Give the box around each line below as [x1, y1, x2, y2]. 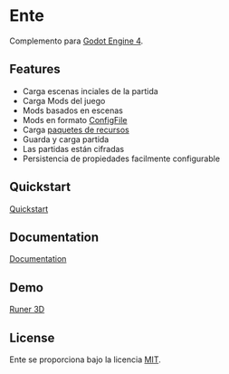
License [9, 330, 55, 345]
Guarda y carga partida [22, 133, 110, 145]
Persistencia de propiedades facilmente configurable [22, 153, 220, 164]
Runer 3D [9, 304, 45, 315]
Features [9, 62, 61, 77]
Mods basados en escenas [22, 105, 124, 116]
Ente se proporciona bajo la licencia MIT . [9, 354, 161, 365]
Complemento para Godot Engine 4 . [9, 35, 144, 46]
